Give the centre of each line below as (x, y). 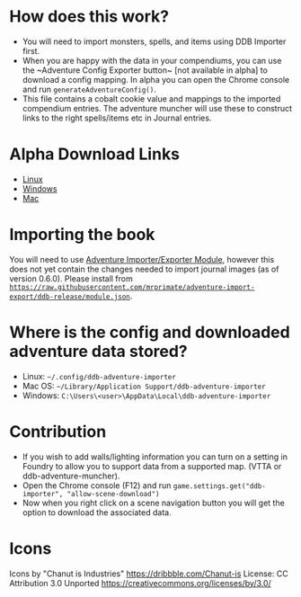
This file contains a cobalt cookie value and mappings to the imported (151, 98)
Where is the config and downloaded (150, 332)
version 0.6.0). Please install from (71, 278)
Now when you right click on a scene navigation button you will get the (153, 503)
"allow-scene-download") (113, 494)
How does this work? (89, 17)
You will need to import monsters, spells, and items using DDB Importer (154, 41)
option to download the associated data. (97, 512)
